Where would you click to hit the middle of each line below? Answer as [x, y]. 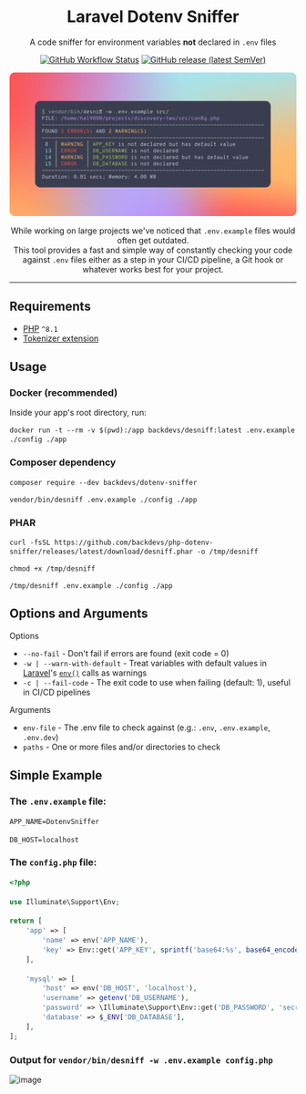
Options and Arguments [79, 614]
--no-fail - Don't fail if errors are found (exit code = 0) [126, 653]
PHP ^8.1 [40, 328]
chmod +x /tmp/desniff [52, 569]
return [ [26, 921]
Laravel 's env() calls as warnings [85, 673]
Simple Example [56, 775]
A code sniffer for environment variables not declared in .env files [153, 42]
